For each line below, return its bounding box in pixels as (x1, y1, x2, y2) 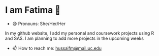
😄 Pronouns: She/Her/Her (12, 21, 65, 27)
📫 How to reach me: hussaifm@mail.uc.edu (12, 45, 102, 51)
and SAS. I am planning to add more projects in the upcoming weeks (5, 35, 144, 41)
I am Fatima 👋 (5, 4, 61, 16)
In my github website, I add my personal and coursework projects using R (5, 30, 154, 36)
